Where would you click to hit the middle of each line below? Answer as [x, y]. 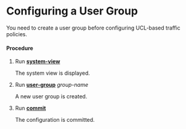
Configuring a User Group [72, 11]
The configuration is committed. [55, 120]
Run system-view [37, 61]
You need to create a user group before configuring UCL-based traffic [93, 28]
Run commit [30, 108]
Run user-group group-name [52, 85]
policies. [17, 34]
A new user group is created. [51, 96]
